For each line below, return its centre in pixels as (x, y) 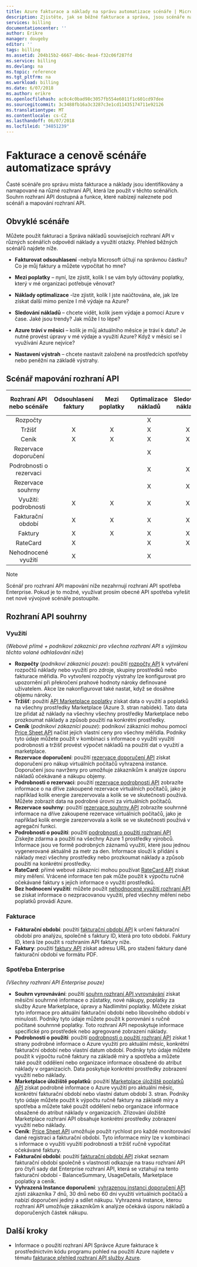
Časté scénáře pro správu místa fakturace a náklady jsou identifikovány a (95, 184)
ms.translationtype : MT (35, 110)
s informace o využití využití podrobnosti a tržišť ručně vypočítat (93, 1143)
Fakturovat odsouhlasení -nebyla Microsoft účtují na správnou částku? (101, 259)
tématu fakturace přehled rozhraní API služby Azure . (78, 1258)
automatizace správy (59, 168)
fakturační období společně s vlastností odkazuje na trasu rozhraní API (100, 1162)
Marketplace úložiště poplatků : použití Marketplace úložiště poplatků (99, 1081)
